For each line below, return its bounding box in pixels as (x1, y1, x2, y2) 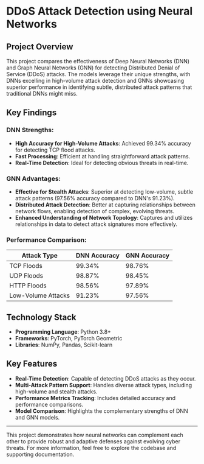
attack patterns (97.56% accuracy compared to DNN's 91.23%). (15, 194, 175, 202)
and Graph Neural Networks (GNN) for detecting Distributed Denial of (6, 64, 180, 71)
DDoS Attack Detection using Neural (6, 4, 193, 18)
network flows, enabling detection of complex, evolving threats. (15, 207, 175, 214)
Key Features (6, 359, 58, 369)
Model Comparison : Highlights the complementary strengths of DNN (15, 407, 188, 415)
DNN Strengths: (6, 126, 54, 135)
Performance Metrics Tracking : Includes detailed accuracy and (15, 394, 176, 401)
